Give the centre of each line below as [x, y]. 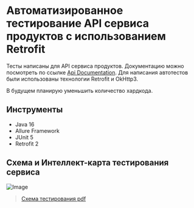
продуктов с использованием [86, 36]
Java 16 [25, 124]
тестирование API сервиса [78, 23]
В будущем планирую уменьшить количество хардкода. [80, 90]
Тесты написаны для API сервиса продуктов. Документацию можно [95, 66]
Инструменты [35, 110]
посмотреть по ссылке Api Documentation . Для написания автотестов [97, 72]
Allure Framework [37, 130]
